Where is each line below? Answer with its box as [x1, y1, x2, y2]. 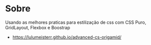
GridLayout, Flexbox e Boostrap [5, 24, 70, 30]
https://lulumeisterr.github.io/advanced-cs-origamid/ [12, 34, 121, 40]
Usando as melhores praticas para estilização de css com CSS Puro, [5, 19, 146, 25]
